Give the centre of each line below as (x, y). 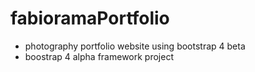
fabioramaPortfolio (90, 18)
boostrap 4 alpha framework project (99, 56)
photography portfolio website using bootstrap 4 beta (135, 46)
